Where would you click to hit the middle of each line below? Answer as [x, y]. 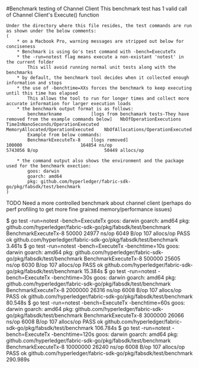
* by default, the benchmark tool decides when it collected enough [103, 78]
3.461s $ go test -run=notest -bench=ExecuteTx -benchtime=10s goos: [93, 246]
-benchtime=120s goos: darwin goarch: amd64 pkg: [115, 334]
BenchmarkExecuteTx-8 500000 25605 [132, 258]
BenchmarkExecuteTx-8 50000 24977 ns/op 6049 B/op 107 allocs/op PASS [98, 233]
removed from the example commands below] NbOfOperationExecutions [94, 119]
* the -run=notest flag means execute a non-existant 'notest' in [100, 57]
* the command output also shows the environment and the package [100, 161]
